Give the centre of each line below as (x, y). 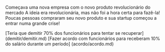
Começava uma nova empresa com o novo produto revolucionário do (78, 7)
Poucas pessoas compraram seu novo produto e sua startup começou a (81, 18)
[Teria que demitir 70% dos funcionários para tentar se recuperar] (75, 33)
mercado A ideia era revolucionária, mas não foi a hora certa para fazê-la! (83, 13)
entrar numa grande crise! (33, 23)
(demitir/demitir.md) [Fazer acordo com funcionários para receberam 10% (83, 38)
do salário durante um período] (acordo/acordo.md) (60, 44)
